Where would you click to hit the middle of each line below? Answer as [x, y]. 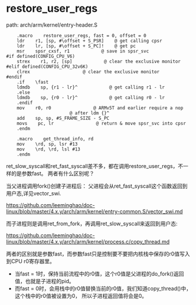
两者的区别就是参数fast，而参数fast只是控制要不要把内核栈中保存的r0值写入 [98, 254]
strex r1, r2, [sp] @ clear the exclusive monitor [99, 61]
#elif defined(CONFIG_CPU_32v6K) [47, 67]
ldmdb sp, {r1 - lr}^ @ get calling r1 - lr [91, 87]
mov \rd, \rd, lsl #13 [49, 149]
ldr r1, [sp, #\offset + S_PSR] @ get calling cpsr [89, 41]
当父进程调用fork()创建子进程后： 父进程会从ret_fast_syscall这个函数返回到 [97, 186]
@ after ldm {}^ [89, 113]
